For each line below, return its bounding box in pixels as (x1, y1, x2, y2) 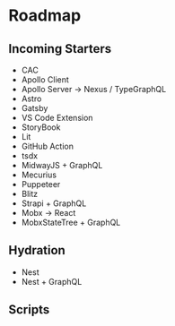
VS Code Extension (21, 113, 93, 123)
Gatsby (21, 103, 48, 113)
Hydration (8, 243, 66, 258)
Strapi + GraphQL (21, 198, 87, 209)
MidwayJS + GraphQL (21, 160, 103, 170)
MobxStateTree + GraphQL (21, 217, 121, 227)
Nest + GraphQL (21, 276, 83, 287)
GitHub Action (21, 141, 74, 151)
